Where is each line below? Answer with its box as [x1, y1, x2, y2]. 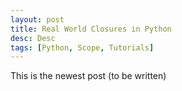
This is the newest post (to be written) [10, 70, 167, 82]
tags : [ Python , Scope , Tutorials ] [10, 42, 155, 53]
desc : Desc [10, 33, 56, 43]
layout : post [10, 14, 65, 25]
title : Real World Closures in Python [10, 24, 172, 34]
